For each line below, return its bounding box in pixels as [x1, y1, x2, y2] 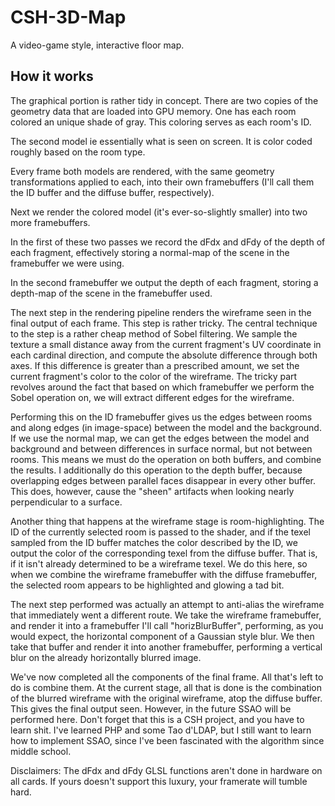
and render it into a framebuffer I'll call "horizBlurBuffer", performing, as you [10, 619, 324, 631]
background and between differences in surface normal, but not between [10, 442, 313, 455]
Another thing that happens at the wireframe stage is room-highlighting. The [10, 515, 325, 527]
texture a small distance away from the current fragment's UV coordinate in [10, 338, 322, 350]
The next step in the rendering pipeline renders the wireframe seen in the [10, 306, 312, 318]
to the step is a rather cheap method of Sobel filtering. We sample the [10, 327, 298, 340]
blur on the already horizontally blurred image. [10, 651, 202, 663]
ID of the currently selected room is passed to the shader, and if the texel [10, 526, 311, 538]
